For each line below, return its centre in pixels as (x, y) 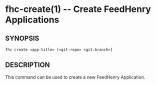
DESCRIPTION (27, 65)
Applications (32, 20)
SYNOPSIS (22, 38)
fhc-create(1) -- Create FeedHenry (78, 9)
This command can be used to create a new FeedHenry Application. (75, 77)
